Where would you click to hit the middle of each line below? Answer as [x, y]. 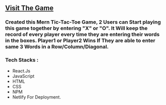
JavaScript [23, 76]
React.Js [21, 70]
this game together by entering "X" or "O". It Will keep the [76, 28]
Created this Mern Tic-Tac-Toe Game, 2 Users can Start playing [83, 22]
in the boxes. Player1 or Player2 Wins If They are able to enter [80, 40]
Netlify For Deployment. [36, 97]
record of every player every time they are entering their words [83, 35]
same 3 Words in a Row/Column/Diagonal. [57, 47]
